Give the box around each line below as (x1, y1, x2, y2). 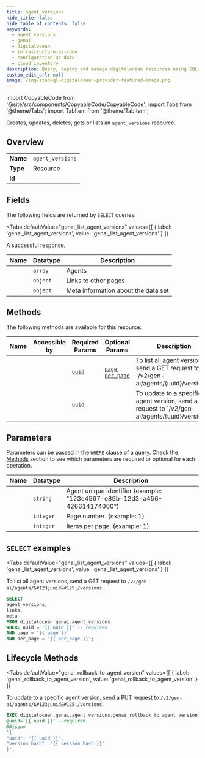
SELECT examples (6, 543, 71, 553)
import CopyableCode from (6, 94, 75, 102)
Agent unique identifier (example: (66, 487, 162, 495)
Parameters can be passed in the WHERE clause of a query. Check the (6, 449, 179, 457)
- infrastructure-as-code (12, 49, 78, 55)
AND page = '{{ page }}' (6, 630, 70, 636)
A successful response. (6, 241, 66, 249)
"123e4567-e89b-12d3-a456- (66, 495, 163, 503)
